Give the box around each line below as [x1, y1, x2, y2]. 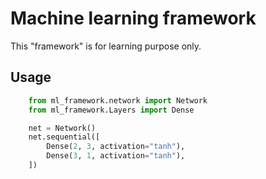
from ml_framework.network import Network [28, 95, 208, 106]
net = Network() [28, 123, 97, 133]
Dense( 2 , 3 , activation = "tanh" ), [46, 142, 186, 152]
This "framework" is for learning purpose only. [10, 40, 202, 52]
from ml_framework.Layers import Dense [28, 105, 195, 115]
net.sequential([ [28, 132, 101, 142]
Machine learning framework [10, 7, 257, 30]
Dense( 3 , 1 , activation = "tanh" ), [46, 151, 186, 161]
